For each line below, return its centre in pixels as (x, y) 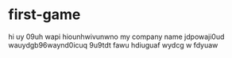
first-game (44, 15)
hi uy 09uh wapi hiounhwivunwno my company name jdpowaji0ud (116, 37)
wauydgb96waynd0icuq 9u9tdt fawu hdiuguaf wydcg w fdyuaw (113, 44)
